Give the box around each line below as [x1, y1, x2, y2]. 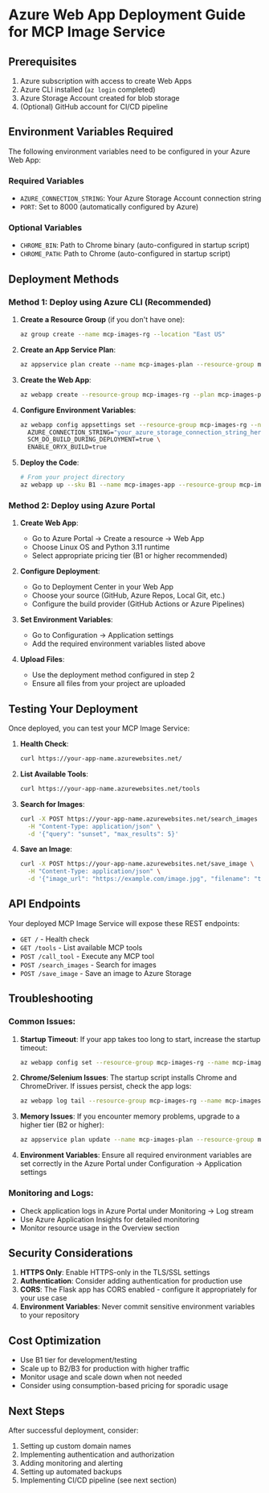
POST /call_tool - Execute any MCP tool [19, 951, 155, 961]
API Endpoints [8, 897, 81, 911]
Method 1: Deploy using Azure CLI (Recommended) [8, 296, 211, 308]
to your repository [19, 1310, 80, 1320]
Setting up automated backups [19, 1466, 122, 1476]
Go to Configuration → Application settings [31, 631, 174, 640]
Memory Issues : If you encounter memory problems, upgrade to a [19, 1111, 240, 1121]
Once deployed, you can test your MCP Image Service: [8, 723, 190, 734]
